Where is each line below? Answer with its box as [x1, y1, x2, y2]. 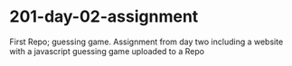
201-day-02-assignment [9, 6, 199, 27]
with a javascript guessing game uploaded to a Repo [9, 45, 205, 56]
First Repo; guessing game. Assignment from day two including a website [9, 36, 284, 47]
